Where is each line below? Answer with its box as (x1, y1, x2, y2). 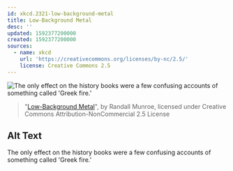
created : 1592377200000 (7, 36, 77, 43)
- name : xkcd (13, 50, 52, 57)
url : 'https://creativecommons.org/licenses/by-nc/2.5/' (20, 56, 189, 63)
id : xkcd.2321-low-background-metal (7, 10, 114, 17)
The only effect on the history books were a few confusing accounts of (7, 148, 211, 157)
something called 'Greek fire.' (7, 156, 92, 164)
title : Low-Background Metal (7, 17, 92, 24)
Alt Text (7, 130, 42, 142)
